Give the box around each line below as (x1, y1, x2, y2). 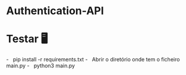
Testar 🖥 (6, 32, 48, 45)
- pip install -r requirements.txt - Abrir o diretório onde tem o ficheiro (6, 56, 180, 63)
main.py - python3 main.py (6, 62, 75, 69)
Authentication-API (6, 4, 104, 18)
